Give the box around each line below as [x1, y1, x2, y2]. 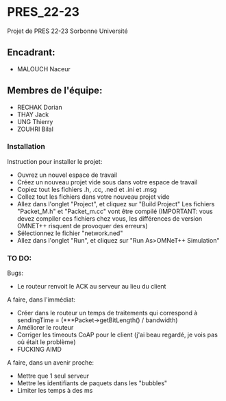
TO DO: [7, 253, 32, 263]
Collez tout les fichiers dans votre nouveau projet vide [16, 193, 170, 201]
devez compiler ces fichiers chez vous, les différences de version [16, 214, 203, 223]
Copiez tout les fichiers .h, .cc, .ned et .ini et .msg [16, 185, 158, 193]
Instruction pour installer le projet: [7, 157, 103, 165]
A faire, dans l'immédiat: [7, 295, 76, 304]
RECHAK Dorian [16, 103, 63, 111]
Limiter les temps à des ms [16, 387, 93, 395]
